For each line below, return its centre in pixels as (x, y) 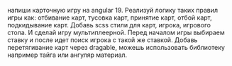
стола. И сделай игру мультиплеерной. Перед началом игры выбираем (116, 32)
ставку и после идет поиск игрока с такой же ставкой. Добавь (103, 40)
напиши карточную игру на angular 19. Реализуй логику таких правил (113, 10)
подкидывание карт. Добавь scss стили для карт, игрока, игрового (109, 25)
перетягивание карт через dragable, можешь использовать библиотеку (116, 47)
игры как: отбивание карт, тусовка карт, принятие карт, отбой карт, (110, 18)
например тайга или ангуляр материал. (67, 55)
